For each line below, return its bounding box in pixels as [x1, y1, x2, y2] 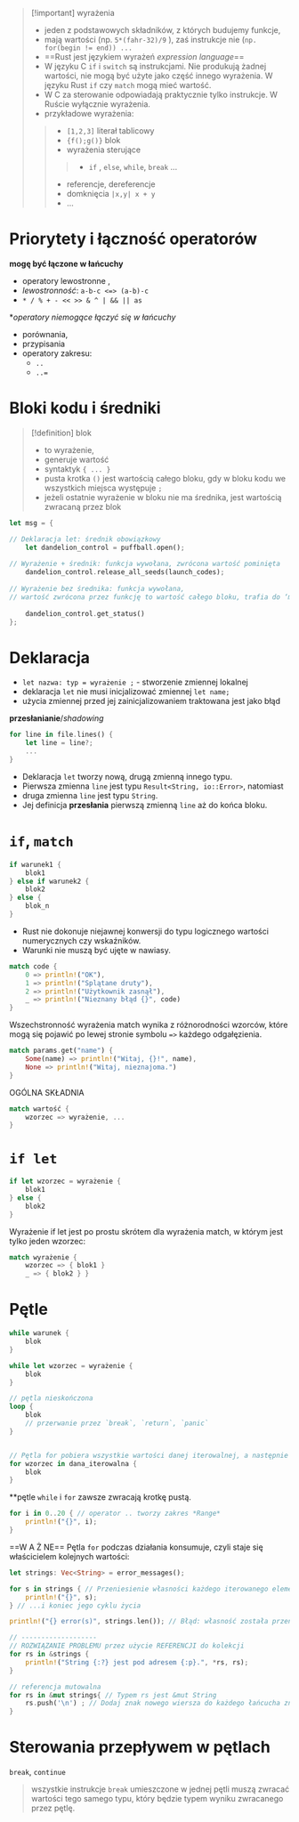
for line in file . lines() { [9, 730, 114, 740]
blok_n [25, 902, 50, 911]
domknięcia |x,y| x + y [66, 189, 156, 198]
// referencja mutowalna [9, 1682, 101, 1691]
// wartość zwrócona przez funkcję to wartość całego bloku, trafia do [9, 592, 280, 602]
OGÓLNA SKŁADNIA [9, 1087, 85, 1097]
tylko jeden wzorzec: [9, 1235, 86, 1246]
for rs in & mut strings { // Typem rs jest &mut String [9, 1690, 217, 1699]
